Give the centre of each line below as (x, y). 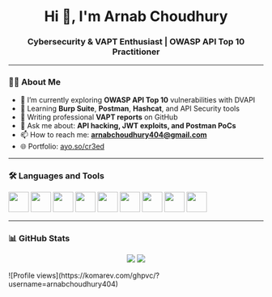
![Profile (21, 276)
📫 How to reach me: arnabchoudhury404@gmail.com (114, 134)
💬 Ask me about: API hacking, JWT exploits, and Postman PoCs (128, 125)
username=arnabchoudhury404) (64, 284)
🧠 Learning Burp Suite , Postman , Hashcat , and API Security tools (130, 108)
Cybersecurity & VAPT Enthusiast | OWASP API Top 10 (136, 42)
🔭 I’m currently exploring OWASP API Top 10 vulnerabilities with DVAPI (138, 99)
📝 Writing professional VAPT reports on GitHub (99, 117)
